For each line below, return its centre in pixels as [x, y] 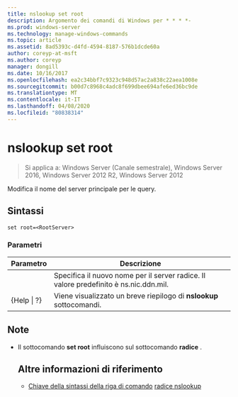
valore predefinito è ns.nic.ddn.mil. [111, 284]
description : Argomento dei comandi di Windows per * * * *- [100, 21]
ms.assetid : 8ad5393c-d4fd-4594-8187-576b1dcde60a [84, 47]
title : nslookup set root [45, 14]
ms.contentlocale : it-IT [44, 100]
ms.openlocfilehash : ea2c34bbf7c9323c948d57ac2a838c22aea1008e [103, 80]
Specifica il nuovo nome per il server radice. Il [130, 275]
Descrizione [140, 263]
